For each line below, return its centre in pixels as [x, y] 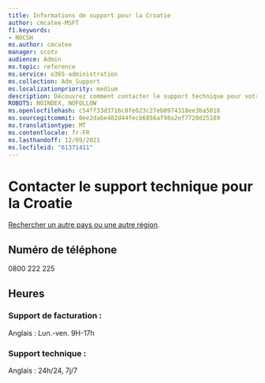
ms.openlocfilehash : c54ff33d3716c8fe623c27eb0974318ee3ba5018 [114, 111]
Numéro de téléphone [63, 249]
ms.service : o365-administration [63, 74]
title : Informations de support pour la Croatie [90, 15]
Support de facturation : [55, 316]
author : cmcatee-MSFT [44, 23]
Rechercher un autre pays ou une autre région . [84, 225]
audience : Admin [35, 60]
